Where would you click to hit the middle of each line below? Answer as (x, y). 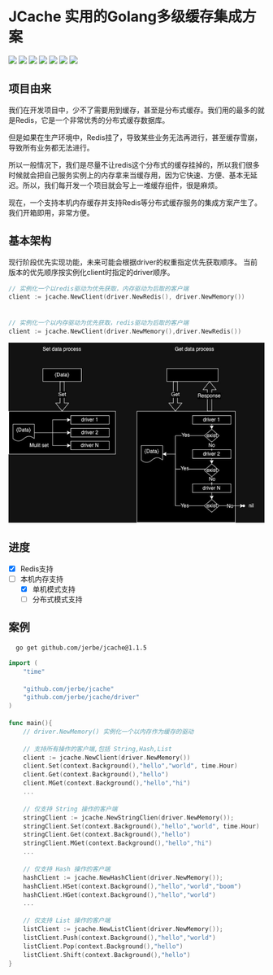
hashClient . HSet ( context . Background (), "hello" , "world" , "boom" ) (132, 886)
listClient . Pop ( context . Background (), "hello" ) (103, 946)
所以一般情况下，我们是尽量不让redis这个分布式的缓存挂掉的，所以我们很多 (134, 164)
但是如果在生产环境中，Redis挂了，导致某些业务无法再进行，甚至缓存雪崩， (135, 137)
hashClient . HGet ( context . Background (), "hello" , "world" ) (120, 895)
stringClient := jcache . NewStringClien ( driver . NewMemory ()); (128, 818)
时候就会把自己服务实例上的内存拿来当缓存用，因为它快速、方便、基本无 (129, 175)
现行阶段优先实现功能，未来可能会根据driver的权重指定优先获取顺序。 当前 (133, 262)
